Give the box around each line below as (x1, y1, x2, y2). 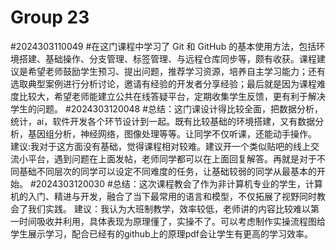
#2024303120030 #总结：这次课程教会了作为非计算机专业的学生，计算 (29, 177, 323, 190)
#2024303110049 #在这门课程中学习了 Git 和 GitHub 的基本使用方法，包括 (10, 40, 317, 52)
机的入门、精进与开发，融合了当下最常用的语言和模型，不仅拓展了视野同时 (10, 190, 317, 202)
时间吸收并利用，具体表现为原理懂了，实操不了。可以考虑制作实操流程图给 (18, 215, 326, 227)
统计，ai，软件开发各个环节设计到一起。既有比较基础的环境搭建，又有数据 (10, 115, 316, 127)
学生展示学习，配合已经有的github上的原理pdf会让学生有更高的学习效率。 (10, 227, 314, 240)
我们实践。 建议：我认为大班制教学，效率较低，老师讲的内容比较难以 (27, 202, 311, 215)
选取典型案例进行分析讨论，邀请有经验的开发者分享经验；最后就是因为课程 (10, 77, 317, 90)
